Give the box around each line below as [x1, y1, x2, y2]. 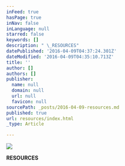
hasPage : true [6, 14, 42, 21]
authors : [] [6, 71, 36, 77]
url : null [11, 93, 36, 99]
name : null [11, 82, 39, 88]
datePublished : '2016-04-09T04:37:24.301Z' [6, 48, 117, 54]
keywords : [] [6, 37, 39, 43]
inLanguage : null [6, 25, 50, 32]
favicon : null [11, 98, 47, 104]
